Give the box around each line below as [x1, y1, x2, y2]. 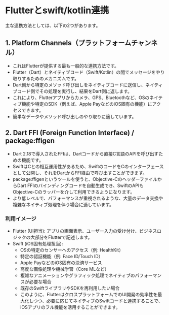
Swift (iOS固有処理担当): [12, 240, 63, 246]
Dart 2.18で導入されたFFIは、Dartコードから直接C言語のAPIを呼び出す [12, 150, 159, 156]
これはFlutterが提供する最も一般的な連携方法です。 [12, 62, 119, 69]
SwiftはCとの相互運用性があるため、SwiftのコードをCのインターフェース [12, 163, 164, 169]
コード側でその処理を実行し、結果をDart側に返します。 [17, 88, 133, 94]
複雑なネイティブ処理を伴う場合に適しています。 [12, 201, 114, 207]
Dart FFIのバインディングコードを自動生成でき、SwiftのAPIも [17, 182, 144, 188]
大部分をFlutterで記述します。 [30, 234, 93, 240]
